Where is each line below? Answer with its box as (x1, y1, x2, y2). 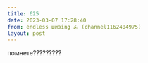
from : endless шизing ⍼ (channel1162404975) (7, 23, 142, 30)
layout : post (7, 29, 46, 37)
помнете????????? (7, 49, 62, 57)
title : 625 (7, 10, 39, 17)
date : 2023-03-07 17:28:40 (7, 17, 87, 24)
